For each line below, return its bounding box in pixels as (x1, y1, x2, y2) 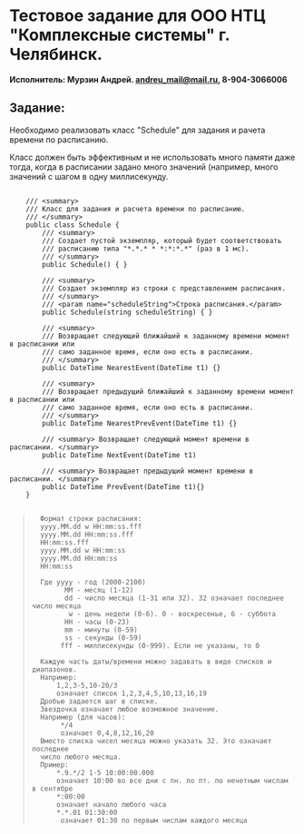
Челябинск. (9, 44, 103, 64)
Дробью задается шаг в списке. (40, 696, 159, 706)
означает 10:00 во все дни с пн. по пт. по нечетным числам (55, 776, 289, 785)
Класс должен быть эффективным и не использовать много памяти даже (9, 152, 296, 162)
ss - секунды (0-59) (64, 633, 142, 643)
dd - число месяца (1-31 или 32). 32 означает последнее (64, 594, 284, 603)
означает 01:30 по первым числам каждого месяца (60, 816, 248, 825)
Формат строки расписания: (40, 514, 142, 523)
